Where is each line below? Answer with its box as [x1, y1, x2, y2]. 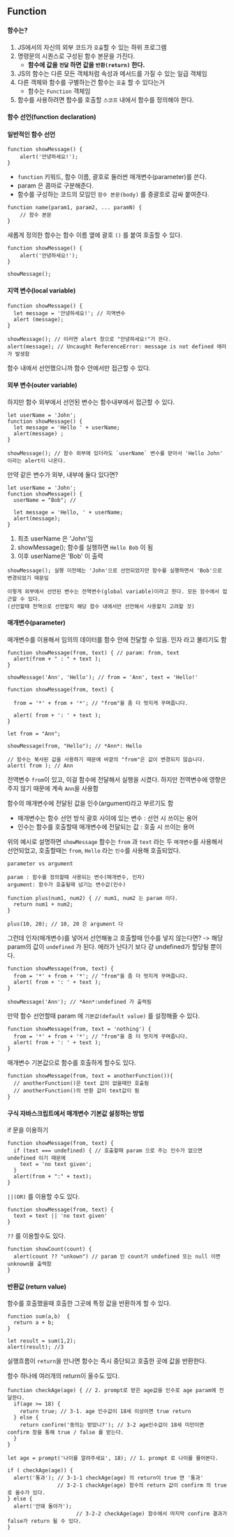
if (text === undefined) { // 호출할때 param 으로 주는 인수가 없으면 [13, 1147, 203, 1154]
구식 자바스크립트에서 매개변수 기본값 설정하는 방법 [7, 1109, 145, 1117]
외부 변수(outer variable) [7, 381, 78, 389]
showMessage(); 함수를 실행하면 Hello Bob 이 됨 [17, 542, 154, 552]
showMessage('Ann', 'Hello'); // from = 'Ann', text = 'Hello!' [7, 674, 198, 681]
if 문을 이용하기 [7, 1126, 49, 1135]
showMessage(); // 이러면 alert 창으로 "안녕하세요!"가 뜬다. [7, 335, 172, 342]
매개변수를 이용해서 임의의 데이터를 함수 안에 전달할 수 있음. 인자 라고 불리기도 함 [7, 636, 227, 643]
